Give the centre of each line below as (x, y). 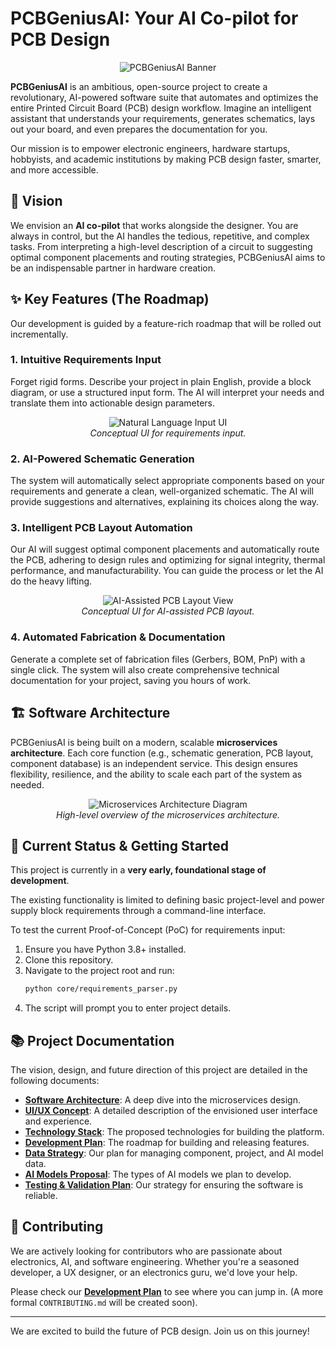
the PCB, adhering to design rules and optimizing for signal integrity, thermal (168, 560)
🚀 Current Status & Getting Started (120, 845)
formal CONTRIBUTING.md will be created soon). (104, 1302)
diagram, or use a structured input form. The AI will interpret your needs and (167, 392)
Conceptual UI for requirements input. (168, 433)
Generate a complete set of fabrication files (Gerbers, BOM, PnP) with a (158, 659)
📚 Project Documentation (92, 1040)
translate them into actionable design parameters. (112, 403)
